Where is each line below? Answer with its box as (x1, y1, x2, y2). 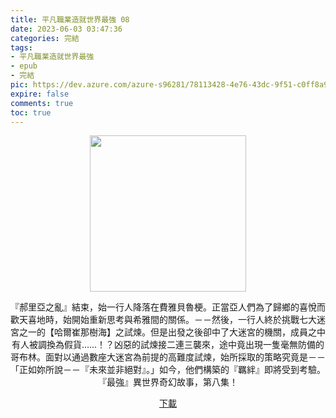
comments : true (10, 98, 74, 108)
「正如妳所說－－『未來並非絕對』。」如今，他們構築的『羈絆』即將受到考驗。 (10, 364, 326, 376)
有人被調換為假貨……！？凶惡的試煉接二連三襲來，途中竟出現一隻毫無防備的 (11, 339, 325, 351)
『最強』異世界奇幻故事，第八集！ (98, 376, 238, 388)
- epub (10, 61, 38, 71)
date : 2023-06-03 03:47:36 (10, 24, 123, 34)
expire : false (10, 89, 70, 99)
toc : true (10, 107, 52, 118)
